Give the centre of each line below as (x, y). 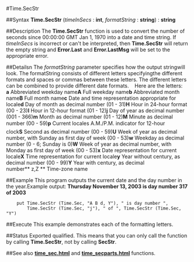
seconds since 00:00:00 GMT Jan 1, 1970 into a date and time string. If (91, 37)
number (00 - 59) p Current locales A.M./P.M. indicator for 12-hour (86, 123)
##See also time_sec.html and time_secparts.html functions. (81, 253)
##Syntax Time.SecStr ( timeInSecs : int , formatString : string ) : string (91, 20)
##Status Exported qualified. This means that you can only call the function (97, 235)
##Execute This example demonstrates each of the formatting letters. (90, 224)
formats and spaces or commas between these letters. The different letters (96, 79)
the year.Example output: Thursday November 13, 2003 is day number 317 (97, 186)
